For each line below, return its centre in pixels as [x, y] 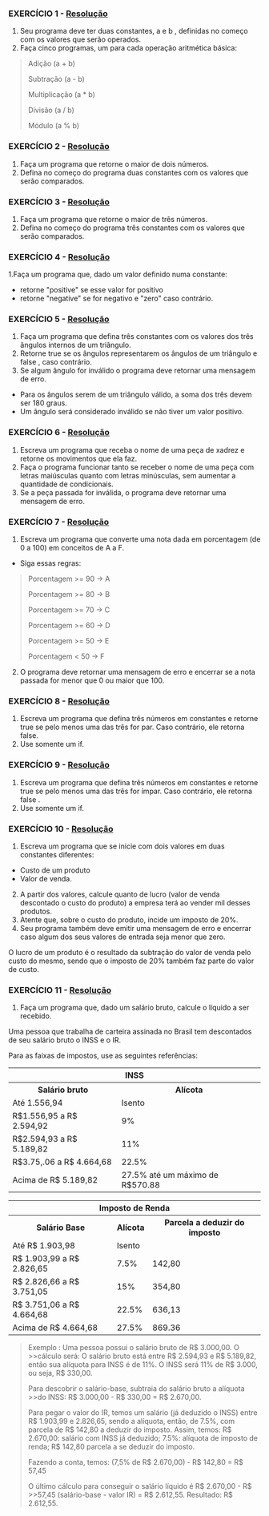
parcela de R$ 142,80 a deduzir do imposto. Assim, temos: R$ [130, 1429]
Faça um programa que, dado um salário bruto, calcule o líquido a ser [134, 1008]
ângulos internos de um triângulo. [76, 345]
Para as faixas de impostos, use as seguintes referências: [103, 1056]
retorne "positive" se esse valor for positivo [92, 290]
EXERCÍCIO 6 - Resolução [59, 433]
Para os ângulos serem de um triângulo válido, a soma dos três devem [136, 395]
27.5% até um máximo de [170, 1175]
